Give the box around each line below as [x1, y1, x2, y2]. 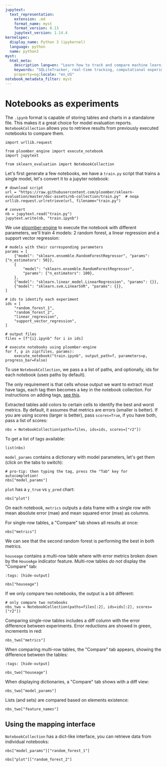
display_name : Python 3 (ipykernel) [9, 40, 85, 45]
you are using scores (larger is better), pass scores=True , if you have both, [5, 412, 157, 418]
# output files [5, 332, 37, 337]
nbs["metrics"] [5, 529, 37, 534]
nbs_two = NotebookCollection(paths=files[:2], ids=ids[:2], [5, 604, 135, 609]
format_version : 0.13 [14, 26, 59, 31]
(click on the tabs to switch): [5, 459, 64, 465]
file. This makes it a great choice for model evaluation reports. [5, 120, 132, 126]
